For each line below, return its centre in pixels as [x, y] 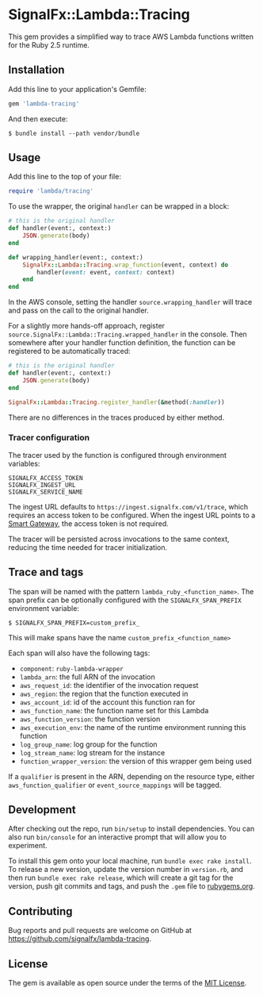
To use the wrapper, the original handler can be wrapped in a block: [119, 206]
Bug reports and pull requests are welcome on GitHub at [100, 931]
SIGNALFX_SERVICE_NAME [46, 492]
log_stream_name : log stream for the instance [92, 752]
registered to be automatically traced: [69, 352]
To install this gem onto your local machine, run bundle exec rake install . [130, 861]
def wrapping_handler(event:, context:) [76, 257]
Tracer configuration [49, 438]
